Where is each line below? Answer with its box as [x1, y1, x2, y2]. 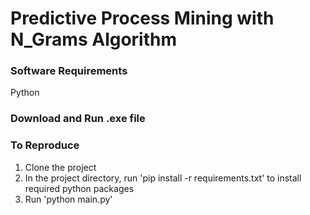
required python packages [24, 182, 135, 194]
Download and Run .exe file [10, 112, 146, 126]
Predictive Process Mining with [10, 7, 275, 30]
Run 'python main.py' [24, 193, 113, 205]
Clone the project [24, 161, 97, 173]
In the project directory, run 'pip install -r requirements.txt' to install [24, 172, 302, 184]
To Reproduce [10, 138, 80, 152]
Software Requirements [10, 64, 128, 78]
